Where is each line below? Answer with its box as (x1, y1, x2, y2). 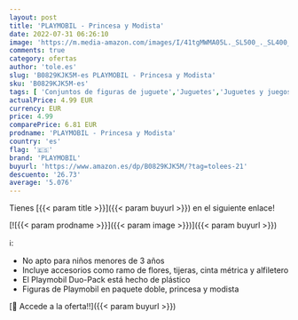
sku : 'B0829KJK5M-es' (9, 79, 90, 88)
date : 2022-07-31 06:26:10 (9, 29, 109, 38)
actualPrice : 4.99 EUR (9, 95, 93, 105)
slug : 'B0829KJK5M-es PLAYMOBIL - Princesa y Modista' (9, 71, 216, 80)
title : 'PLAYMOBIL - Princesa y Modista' (9, 21, 165, 30)
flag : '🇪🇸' (9, 145, 53, 154)
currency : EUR (9, 104, 62, 113)
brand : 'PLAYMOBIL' (9, 153, 82, 163)
